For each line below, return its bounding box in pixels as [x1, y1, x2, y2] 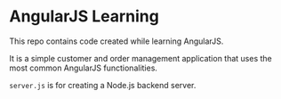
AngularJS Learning [9, 6, 160, 27]
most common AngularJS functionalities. [9, 62, 158, 73]
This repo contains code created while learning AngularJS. [9, 36, 224, 46]
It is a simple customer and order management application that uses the [9, 53, 273, 63]
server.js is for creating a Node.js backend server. [9, 79, 197, 90]
